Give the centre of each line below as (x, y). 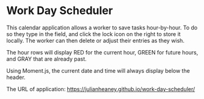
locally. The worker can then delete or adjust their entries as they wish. (96, 40)
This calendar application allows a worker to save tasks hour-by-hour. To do (102, 28)
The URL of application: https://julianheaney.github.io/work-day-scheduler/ (101, 89)
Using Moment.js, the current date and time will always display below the (98, 70)
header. (16, 77)
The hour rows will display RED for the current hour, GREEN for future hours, (102, 52)
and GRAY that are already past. (46, 59)
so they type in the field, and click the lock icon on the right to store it (94, 34)
